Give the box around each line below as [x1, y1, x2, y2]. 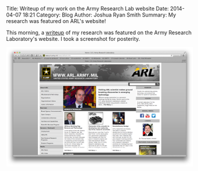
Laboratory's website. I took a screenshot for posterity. [6, 36, 140, 42]
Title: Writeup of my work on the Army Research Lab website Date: [6, 5, 169, 12]
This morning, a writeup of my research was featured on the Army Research [6, 29, 192, 36]
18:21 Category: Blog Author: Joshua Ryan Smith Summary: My [23, 11, 177, 18]
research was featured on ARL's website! [6, 18, 106, 24]
